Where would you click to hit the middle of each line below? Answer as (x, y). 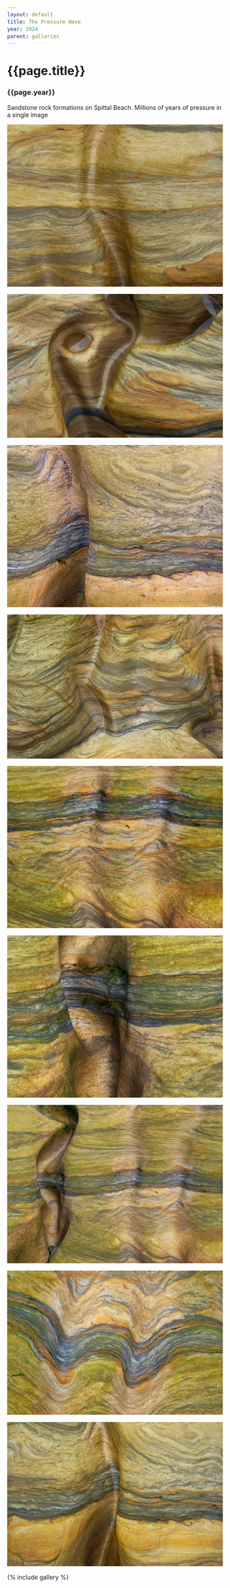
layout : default (30, 14)
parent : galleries (33, 36)
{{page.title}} (46, 71)
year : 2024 (23, 29)
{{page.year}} (31, 93)
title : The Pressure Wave (44, 22)
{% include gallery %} (38, 1577)
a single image (28, 115)
